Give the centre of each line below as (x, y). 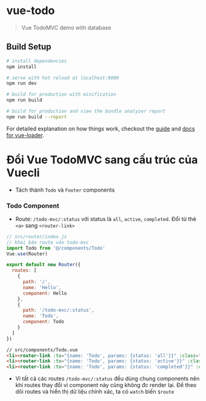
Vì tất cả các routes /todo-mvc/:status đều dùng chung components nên (107, 379)
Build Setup (29, 47)
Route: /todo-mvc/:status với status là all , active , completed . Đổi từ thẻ (106, 219)
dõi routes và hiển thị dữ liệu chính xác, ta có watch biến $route (95, 392)
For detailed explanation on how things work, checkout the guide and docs (101, 129)
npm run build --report (37, 117)
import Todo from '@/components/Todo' (56, 248)
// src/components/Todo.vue (42, 350)
